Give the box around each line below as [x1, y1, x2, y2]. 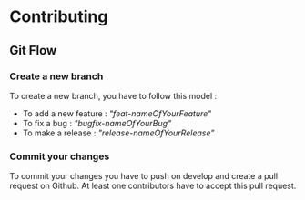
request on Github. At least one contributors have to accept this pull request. [9, 180, 297, 192]
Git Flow [9, 43, 57, 58]
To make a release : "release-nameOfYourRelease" [22, 127, 215, 138]
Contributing [9, 6, 108, 27]
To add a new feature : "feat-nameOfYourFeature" [22, 107, 212, 119]
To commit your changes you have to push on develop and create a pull [9, 171, 279, 182]
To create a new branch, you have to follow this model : [9, 90, 218, 101]
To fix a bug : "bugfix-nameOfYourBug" [22, 117, 172, 128]
